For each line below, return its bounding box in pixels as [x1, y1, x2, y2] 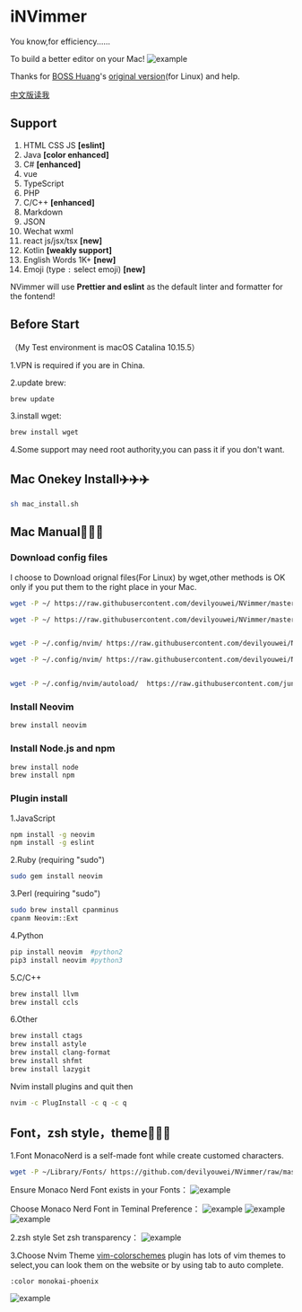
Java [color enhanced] [22, 149, 110, 160]
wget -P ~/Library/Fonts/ [10, 1167, 107, 1176]
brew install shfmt [10, 1057, 83, 1066]
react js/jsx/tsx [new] [22, 235, 102, 246]
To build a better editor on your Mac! [10, 53, 146, 64]
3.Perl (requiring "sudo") [10, 888, 101, 899]
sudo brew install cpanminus [10, 905, 119, 915]
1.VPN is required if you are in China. [10, 359, 146, 370]
